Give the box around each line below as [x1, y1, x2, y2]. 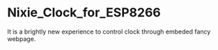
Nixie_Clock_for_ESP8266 [7, 5, 162, 21]
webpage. [7, 34, 36, 42]
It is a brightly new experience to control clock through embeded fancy [7, 27, 211, 36]
